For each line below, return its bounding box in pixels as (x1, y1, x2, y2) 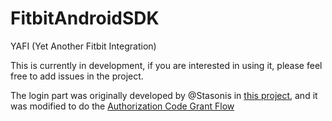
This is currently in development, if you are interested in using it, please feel (10, 59, 323, 71)
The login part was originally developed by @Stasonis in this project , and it (10, 89, 318, 101)
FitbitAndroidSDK (10, 7, 160, 30)
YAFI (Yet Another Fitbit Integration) (10, 40, 157, 52)
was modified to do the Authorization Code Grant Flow (10, 100, 235, 112)
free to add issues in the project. (10, 70, 144, 82)
